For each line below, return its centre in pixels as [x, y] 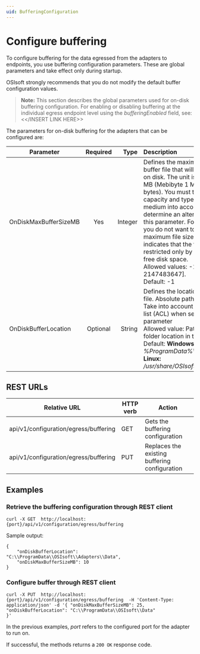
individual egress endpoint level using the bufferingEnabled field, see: [106, 113]
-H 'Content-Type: [151, 600]
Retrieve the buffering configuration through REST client [90, 507]
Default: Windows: [170, 343]
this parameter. [165, 222]
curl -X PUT [21, 595]
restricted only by [168, 252]
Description [160, 152]
